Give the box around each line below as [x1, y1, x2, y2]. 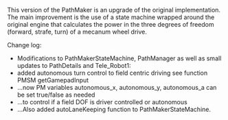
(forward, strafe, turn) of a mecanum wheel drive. [7, 27, 148, 36]
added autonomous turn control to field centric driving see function [16, 69, 208, 77]
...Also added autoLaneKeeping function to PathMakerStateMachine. [16, 106, 212, 113]
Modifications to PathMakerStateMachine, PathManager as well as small [16, 54, 222, 62]
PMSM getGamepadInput [16, 76, 89, 84]
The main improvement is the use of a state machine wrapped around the [7, 13, 215, 21]
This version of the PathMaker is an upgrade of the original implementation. [7, 6, 221, 14]
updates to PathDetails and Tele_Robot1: [16, 62, 131, 69]
